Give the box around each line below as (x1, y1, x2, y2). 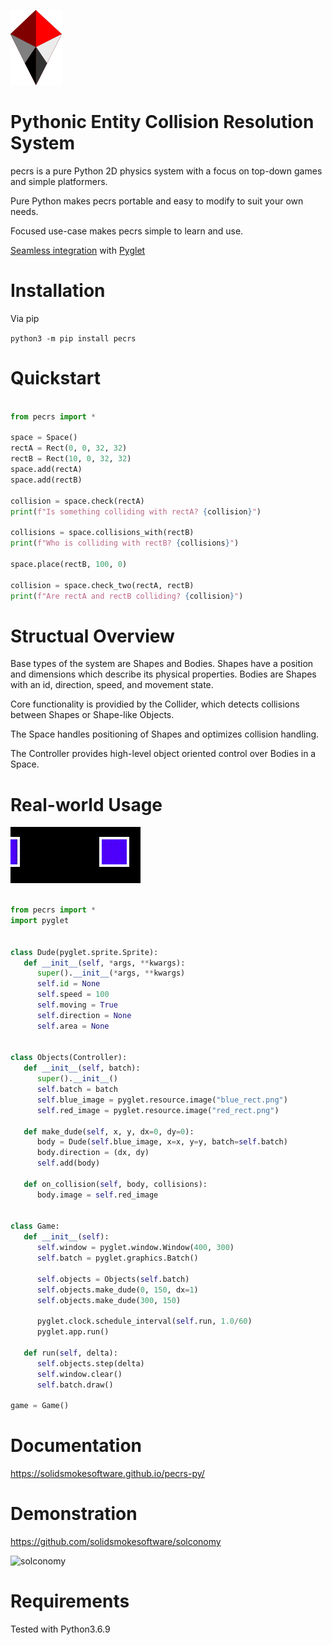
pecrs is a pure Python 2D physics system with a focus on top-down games (10, 165, 323, 177)
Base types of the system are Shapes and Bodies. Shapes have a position (10, 658, 314, 670)
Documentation (10, 1435, 143, 1457)
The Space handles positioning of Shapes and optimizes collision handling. (10, 728, 320, 740)
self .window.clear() (36, 1369, 123, 1379)
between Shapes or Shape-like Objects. (10, 709, 175, 721)
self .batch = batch (36, 1085, 118, 1095)
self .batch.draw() (36, 1380, 114, 1390)
